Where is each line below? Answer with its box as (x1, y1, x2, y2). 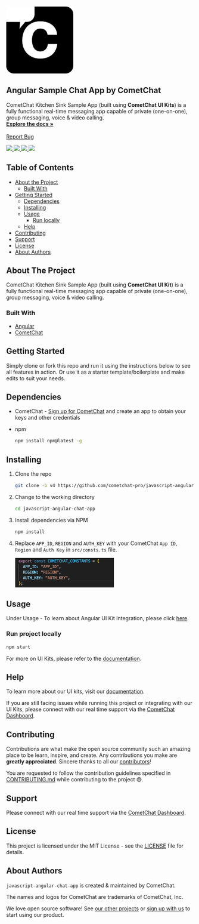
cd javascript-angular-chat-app (14, 506, 95, 512)
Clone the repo (14, 470, 52, 478)
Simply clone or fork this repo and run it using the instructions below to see (6, 362, 191, 369)
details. (6, 848, 24, 855)
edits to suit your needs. (6, 374, 66, 382)
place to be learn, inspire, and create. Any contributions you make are (6, 751, 178, 759)
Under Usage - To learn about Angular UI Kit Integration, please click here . (6, 615, 189, 622)
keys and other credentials (14, 414, 80, 421)
